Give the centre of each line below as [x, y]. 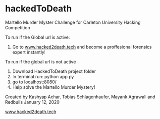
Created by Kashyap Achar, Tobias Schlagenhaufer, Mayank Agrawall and [80, 97]
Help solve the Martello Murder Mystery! [53, 87]
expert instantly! [29, 52]
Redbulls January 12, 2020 [32, 102]
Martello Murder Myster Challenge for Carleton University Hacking [73, 22]
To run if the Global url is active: [38, 37]
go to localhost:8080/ [34, 82]
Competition [18, 27]
